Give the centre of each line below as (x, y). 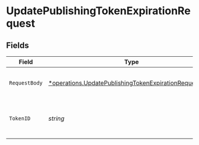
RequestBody (26, 83)
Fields (18, 45)
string (57, 118)
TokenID (20, 119)
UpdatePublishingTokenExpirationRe (98, 11)
